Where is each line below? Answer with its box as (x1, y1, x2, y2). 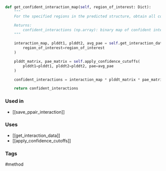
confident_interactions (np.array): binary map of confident (23, 27, 152, 32)
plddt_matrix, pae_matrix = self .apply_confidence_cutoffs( (14, 59, 140, 64)
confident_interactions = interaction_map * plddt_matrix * (14, 77, 140, 82)
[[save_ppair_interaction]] (12, 109, 65, 115)
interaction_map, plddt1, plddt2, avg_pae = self (14, 41, 119, 46)
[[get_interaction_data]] (12, 132, 60, 138)
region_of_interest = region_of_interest (23, 45, 105, 50)
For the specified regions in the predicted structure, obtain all (14, 14, 156, 19)
